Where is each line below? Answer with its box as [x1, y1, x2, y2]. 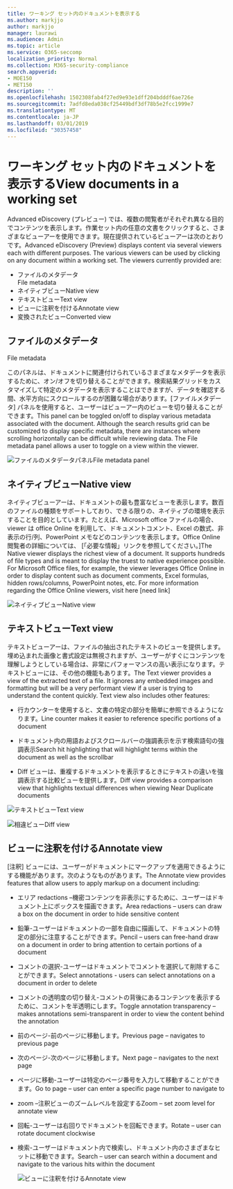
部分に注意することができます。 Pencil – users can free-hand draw [29, 933, 219, 941]
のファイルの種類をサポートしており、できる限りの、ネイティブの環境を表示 [7, 507, 225, 515]
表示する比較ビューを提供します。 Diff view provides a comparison [23, 776, 213, 784]
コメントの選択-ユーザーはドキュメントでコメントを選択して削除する [17, 962, 215, 970]
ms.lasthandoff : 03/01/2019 [7, 120, 89, 127]
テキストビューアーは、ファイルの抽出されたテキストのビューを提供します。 [7, 642, 225, 650]
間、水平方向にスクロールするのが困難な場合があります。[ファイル [7, 394, 198, 403]
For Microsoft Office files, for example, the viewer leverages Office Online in [7, 564, 225, 572]
